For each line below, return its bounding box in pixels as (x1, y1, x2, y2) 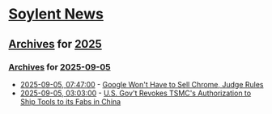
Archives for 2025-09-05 (8, 61, 111, 73)
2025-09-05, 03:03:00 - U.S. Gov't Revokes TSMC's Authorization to (19, 88, 252, 98)
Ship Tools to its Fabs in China (19, 96, 121, 106)
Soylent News (8, 5, 104, 23)
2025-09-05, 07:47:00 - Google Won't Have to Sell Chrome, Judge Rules (19, 79, 264, 89)
